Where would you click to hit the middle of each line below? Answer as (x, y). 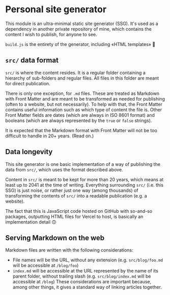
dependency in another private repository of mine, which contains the (78, 29)
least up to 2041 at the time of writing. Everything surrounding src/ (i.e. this (84, 185)
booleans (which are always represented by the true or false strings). (79, 120)
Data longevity (29, 152)
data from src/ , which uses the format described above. (64, 169)
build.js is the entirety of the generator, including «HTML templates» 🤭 (80, 44)
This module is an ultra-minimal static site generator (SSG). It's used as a (82, 23)
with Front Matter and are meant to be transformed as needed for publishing (85, 99)
